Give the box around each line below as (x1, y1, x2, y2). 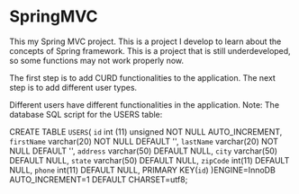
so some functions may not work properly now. (9, 55, 185, 66)
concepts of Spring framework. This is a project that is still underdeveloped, (9, 45, 291, 56)
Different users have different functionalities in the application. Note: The (9, 99, 280, 110)
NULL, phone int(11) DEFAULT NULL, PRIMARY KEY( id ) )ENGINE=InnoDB (9, 164, 276, 175)
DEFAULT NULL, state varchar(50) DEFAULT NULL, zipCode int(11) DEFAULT (9, 154, 290, 165)
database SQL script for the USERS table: (9, 109, 163, 119)
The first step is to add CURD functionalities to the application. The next (9, 72, 276, 83)
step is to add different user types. (9, 82, 138, 93)
